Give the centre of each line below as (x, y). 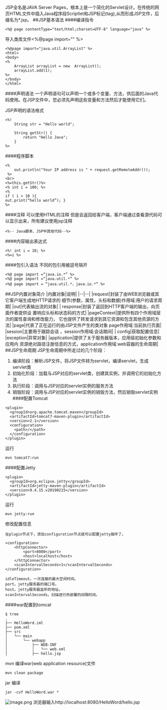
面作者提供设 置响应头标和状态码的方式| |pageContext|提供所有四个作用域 (81, 313)
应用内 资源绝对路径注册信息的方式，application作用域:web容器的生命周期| (82, 344)
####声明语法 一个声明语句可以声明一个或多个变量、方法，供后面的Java (80, 93)
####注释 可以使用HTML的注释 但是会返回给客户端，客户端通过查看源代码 (82, 215)
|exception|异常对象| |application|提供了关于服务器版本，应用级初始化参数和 (83, 338)
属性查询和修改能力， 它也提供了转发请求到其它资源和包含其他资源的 (84, 319)
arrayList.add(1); (33, 70)
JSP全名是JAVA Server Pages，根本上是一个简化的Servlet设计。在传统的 (80, 7)
